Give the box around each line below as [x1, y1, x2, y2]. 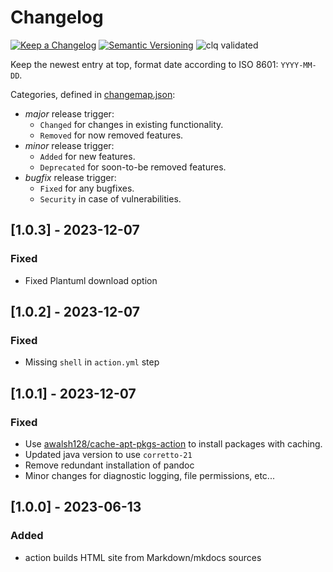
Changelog [10, 6, 104, 29]
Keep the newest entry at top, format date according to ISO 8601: [10, 58, 279, 70]
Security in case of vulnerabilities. [39, 192, 182, 205]
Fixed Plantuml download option [24, 274, 158, 286]
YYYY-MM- [280, 60, 317, 70]
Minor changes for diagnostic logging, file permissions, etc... [24, 470, 275, 481]
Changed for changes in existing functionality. [39, 118, 224, 130]
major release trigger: [24, 107, 115, 120]
